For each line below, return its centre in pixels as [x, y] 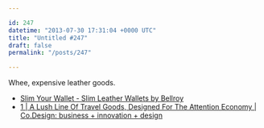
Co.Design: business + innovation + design [91, 116]
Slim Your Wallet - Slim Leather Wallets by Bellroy [102, 98]
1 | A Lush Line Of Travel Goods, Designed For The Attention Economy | [138, 107]
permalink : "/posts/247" [50, 53]
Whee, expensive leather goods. [62, 83]
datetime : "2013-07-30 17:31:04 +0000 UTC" [82, 30]
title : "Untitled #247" [48, 38]
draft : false [30, 45]
